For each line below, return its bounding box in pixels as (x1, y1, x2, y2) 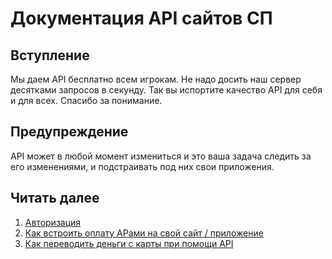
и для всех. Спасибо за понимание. (10, 95, 163, 106)
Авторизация (24, 216, 82, 228)
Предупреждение (10, 123, 129, 141)
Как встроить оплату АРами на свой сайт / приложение (24, 227, 264, 239)
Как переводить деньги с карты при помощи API (24, 237, 234, 249)
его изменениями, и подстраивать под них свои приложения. (10, 160, 275, 172)
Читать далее (10, 190, 100, 207)
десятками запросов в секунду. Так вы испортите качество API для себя (10, 84, 323, 96)
